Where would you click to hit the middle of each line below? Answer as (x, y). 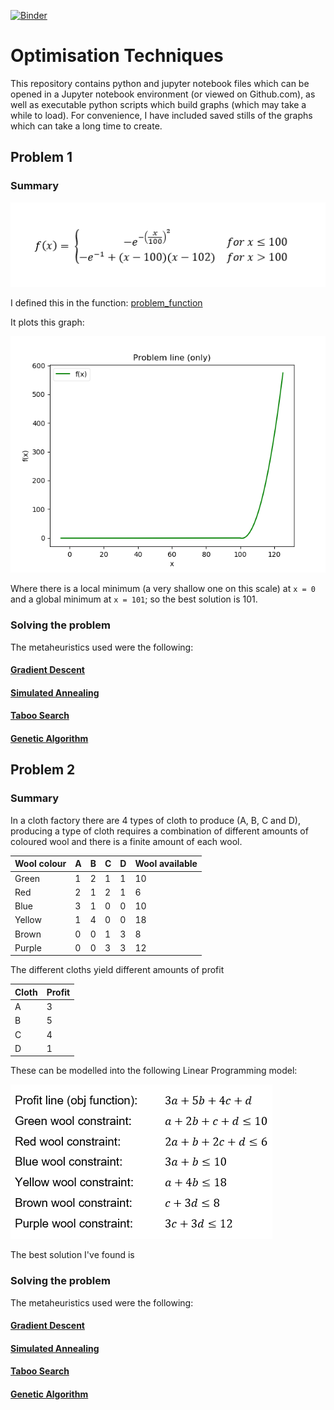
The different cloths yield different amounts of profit (117, 970)
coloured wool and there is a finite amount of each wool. (126, 841)
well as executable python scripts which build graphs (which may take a (158, 104)
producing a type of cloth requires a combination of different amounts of (159, 831)
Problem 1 (41, 157)
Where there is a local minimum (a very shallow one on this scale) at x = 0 (163, 589)
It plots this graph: (47, 322)
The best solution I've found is (72, 1255)
